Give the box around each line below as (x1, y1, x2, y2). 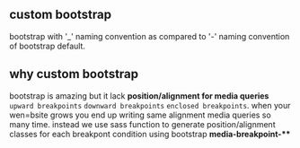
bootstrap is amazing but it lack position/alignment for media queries (9, 90, 269, 101)
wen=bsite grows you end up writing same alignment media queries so (9, 109, 271, 120)
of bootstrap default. (9, 40, 85, 51)
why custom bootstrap (9, 66, 139, 82)
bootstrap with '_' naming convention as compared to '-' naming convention (9, 30, 290, 41)
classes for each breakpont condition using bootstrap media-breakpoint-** (9, 128, 291, 139)
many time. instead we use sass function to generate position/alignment (9, 118, 276, 129)
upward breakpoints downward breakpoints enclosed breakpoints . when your (9, 100, 291, 110)
